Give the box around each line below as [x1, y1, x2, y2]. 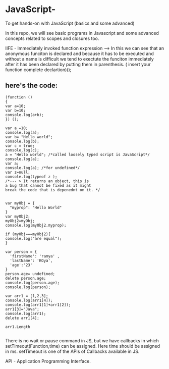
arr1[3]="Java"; [5, 306, 39, 311]
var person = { [5, 249, 37, 254]
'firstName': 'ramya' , [10, 253, 60, 258]
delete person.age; [5, 276, 46, 281]
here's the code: [5, 81, 58, 90]
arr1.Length [5, 324, 30, 329]
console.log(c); [5, 147, 39, 152]
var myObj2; [5, 214, 30, 219]
